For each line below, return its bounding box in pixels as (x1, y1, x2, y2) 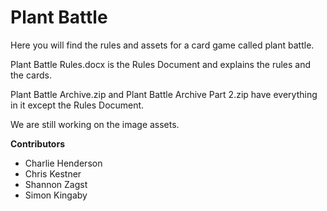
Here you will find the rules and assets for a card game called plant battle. (10, 39, 315, 51)
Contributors (10, 137, 66, 150)
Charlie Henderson (24, 157, 103, 169)
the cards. (10, 69, 52, 81)
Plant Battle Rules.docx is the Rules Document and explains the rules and (10, 58, 312, 70)
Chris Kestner (24, 167, 82, 180)
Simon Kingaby (24, 189, 88, 201)
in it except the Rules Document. (10, 99, 145, 111)
